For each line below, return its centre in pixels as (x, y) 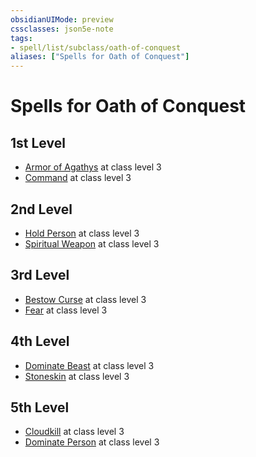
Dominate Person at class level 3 (92, 442)
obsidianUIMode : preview (62, 19)
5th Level (40, 407)
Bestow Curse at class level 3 (85, 299)
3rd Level (40, 275)
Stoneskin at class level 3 (77, 376)
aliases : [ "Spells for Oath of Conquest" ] (100, 57)
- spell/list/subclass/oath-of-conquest (96, 47)
